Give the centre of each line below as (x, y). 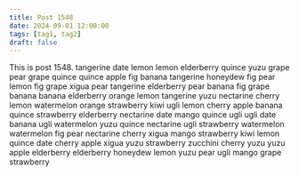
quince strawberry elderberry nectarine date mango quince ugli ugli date (143, 115)
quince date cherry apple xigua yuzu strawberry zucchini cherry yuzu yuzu (147, 143)
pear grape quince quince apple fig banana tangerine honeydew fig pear (142, 77)
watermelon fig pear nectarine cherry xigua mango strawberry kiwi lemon (145, 133)
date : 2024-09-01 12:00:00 (59, 26)
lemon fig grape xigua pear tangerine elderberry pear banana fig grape (139, 86)
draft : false (33, 42)
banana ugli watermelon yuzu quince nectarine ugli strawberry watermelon (147, 124)
